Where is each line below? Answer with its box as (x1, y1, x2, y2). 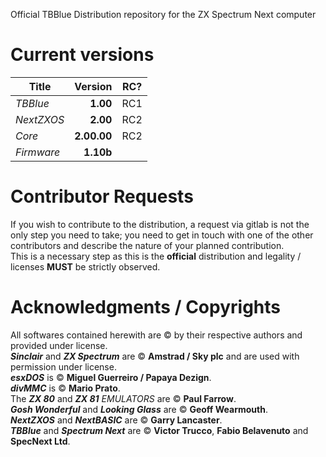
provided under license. (10, 339, 108, 351)
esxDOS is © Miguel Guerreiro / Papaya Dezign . (10, 371, 212, 383)
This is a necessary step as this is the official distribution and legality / (10, 250, 302, 262)
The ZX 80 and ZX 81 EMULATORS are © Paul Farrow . (10, 392, 237, 404)
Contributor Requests (10, 185, 194, 208)
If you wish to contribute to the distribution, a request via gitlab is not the (10, 218, 310, 230)
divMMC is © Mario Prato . (10, 382, 121, 394)
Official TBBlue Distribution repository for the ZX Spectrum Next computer (10, 9, 317, 20)
